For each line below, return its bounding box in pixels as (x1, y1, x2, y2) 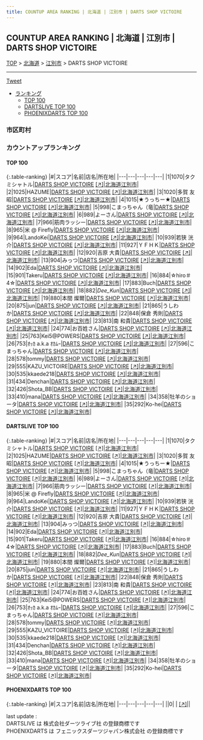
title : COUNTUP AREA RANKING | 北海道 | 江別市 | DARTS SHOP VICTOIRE (6, 8, 182, 15)
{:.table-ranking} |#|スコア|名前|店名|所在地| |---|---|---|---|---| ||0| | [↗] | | (6, 700, 191, 707)
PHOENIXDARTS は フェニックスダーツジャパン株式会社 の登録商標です (6, 727, 184, 735)
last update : (6, 712, 37, 719)
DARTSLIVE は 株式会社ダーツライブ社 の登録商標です (6, 719, 140, 727)
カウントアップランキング (6, 144, 80, 152)
